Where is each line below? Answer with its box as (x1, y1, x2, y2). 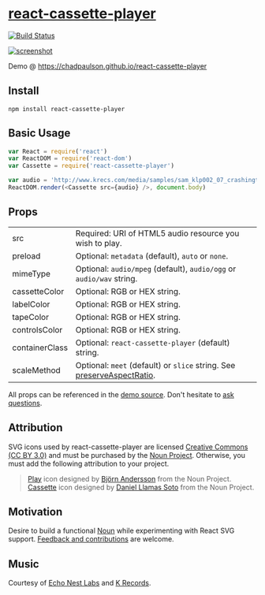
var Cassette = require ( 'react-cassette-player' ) (8, 162, 175, 170)
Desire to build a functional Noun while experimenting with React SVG (8, 526, 235, 536)
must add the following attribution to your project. (8, 459, 170, 468)
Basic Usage (8, 127, 71, 140)
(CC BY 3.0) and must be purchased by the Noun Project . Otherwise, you (8, 450, 246, 459)
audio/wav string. (75, 273, 138, 284)
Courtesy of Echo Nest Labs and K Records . (8, 578, 151, 588)
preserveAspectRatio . (75, 370, 156, 381)
